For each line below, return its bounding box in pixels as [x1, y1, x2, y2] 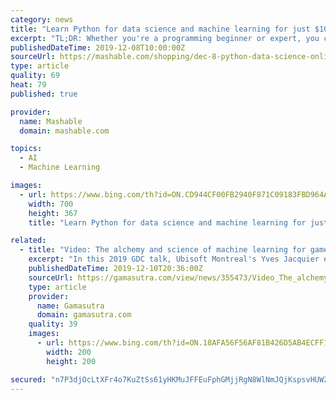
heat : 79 [10, 80, 47, 90]
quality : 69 [10, 71, 60, 81]
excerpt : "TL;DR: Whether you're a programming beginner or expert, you [10, 33, 320, 43]
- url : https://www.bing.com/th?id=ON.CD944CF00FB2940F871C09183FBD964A [19, 189, 329, 200]
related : [10, 236, 47, 246]
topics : [10, 144, 43, 154]
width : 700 [28, 199, 74, 209]
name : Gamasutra [36, 301, 105, 311]
